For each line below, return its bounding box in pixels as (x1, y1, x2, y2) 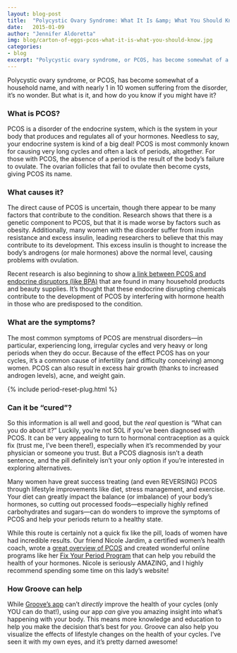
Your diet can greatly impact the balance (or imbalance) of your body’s (7, 492, 213, 501)
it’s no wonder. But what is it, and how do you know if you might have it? (7, 91, 217, 99)
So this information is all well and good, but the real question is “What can (7, 418, 222, 427)
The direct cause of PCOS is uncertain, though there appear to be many (7, 203, 217, 212)
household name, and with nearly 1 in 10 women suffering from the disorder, (7, 83, 228, 92)
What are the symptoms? (7, 318, 96, 328)
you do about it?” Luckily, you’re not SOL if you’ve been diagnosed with (7, 426, 215, 434)
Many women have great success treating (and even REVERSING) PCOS (7, 477, 217, 485)
